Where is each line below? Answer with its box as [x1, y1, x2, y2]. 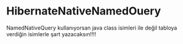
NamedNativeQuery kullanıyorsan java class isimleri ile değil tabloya [6, 24, 178, 31]
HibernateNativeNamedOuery [6, 4, 162, 18]
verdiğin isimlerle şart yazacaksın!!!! [6, 30, 96, 37]
